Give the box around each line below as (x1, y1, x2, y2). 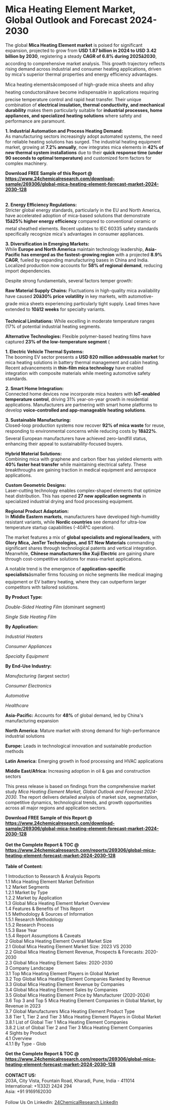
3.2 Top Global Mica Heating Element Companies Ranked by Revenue (5, 976, 151, 982)
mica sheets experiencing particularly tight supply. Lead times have (18, 300, 160, 306)
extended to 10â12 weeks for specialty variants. (5, 306, 106, 312)
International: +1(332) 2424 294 (5, 1083, 72, 1089)
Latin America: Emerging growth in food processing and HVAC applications (5, 758, 163, 764)
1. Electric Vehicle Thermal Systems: (5, 348, 84, 355)
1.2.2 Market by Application (5, 894, 62, 901)
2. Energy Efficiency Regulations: (5, 201, 77, 208)
